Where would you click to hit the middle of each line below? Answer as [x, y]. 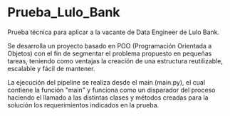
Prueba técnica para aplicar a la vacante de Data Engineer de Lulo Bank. [114, 32]
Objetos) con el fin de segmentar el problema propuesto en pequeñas [110, 53]
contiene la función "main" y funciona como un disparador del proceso [111, 90]
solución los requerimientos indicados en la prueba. [83, 105]
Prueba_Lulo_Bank [64, 12]
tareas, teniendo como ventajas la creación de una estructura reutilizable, [115, 60]
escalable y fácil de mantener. [51, 68]
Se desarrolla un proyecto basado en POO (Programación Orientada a [110, 46]
